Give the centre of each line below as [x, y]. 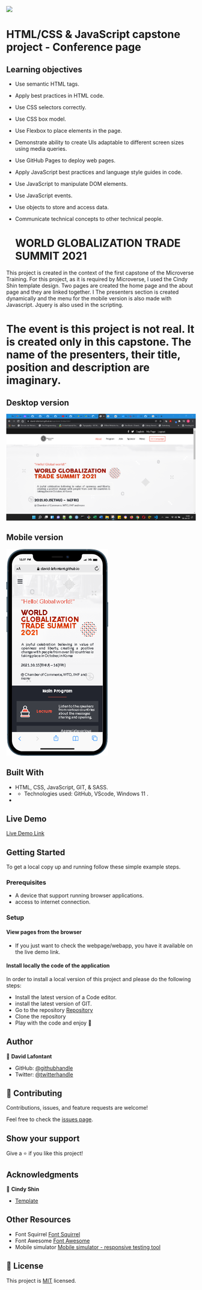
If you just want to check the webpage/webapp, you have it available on [104, 945]
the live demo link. [38, 952]
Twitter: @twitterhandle [44, 1074]
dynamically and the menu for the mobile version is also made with [89, 298]
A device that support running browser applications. [79, 896]
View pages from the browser [44, 932]
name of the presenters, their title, [93, 355]
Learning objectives [44, 69]
